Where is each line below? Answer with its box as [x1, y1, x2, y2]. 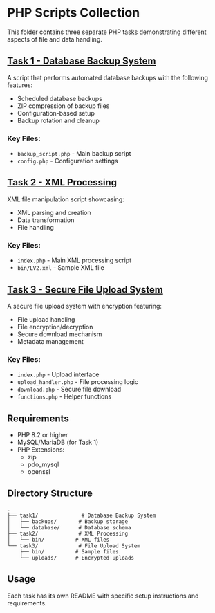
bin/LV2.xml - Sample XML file [17, 264, 105, 272]
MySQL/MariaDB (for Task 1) [17, 438, 99, 447]
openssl [27, 468, 50, 476]
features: [7, 81, 33, 89]
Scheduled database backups [17, 94, 102, 102]
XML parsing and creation [17, 208, 91, 217]
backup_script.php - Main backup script [17, 149, 131, 158]
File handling [17, 223, 54, 231]
